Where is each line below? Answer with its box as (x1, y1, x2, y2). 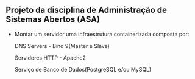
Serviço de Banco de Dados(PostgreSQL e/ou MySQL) (14, 66, 152, 73)
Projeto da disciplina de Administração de (5, 5, 168, 15)
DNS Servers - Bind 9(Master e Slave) (14, 42, 110, 49)
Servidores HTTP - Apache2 (14, 54, 87, 61)
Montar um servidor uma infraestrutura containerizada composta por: (14, 30, 190, 38)
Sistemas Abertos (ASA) (5, 15, 101, 25)
